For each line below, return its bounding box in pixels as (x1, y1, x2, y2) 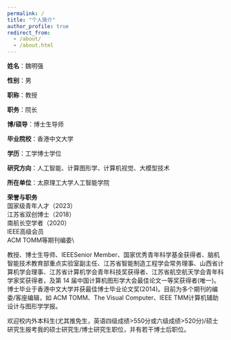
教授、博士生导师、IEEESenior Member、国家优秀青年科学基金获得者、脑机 (7, 251, 220, 258)
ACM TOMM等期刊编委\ (7, 236, 74, 244)
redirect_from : (7, 29, 51, 36)
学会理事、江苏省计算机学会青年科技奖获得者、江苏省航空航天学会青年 (19, 268, 218, 275)
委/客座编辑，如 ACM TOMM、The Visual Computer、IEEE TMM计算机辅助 (7, 293, 219, 302)
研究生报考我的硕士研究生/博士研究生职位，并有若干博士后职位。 (7, 326, 190, 333)
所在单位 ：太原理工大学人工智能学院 (7, 179, 110, 186)
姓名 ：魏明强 (7, 62, 43, 69)
